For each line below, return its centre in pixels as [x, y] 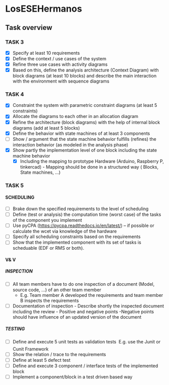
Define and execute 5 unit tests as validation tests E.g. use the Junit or [87, 341]
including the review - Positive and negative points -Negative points [83, 312]
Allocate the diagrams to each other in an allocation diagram [75, 117]
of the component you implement [47, 220]
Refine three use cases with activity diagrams [60, 64]
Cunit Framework [31, 349]
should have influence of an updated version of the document [77, 317]
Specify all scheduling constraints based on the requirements [76, 237]
